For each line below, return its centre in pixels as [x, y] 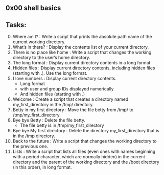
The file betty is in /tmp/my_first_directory [62, 125]
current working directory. [39, 42]
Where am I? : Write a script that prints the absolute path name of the [82, 37]
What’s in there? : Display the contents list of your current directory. [81, 47]
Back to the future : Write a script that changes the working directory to [85, 141]
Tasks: [16, 25]
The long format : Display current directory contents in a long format [82, 63]
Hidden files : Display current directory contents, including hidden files [84, 68]
